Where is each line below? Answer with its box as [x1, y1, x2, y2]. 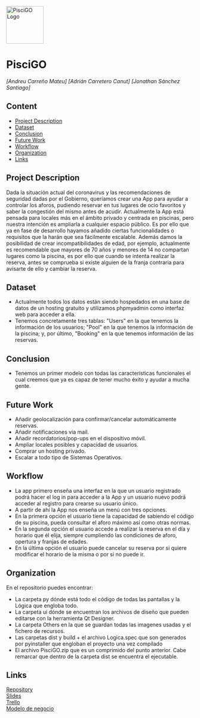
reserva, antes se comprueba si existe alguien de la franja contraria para [6, 259, 184, 266]
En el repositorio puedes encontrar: [6, 584, 94, 591]
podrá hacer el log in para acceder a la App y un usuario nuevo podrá [14, 493, 186, 501]
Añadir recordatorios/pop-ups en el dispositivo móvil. [14, 435, 146, 442]
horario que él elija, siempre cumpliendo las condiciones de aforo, [14, 531, 177, 538]
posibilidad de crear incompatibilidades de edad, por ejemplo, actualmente [6, 240, 190, 247]
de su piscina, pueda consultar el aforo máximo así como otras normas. [14, 519, 191, 526]
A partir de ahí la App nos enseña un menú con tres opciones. [14, 506, 167, 513]
